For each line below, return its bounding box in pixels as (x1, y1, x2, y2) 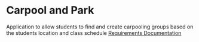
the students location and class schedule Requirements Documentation (6, 29, 182, 36)
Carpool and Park (6, 4, 94, 17)
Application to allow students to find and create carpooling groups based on (6, 23, 194, 30)
